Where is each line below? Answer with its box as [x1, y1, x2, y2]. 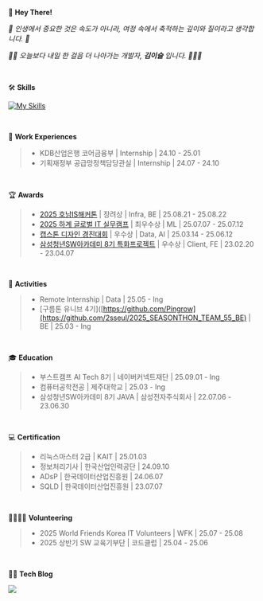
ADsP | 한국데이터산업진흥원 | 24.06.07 [39, 472, 164, 481]
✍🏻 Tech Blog [8, 569, 53, 579]
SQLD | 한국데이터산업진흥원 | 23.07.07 [39, 482, 163, 491]
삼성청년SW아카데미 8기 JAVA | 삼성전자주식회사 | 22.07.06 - [39, 392, 232, 401]
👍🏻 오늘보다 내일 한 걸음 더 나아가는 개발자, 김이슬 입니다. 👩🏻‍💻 [8, 51, 203, 60]
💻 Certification [8, 432, 61, 442]
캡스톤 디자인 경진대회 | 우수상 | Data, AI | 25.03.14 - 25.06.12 [39, 229, 233, 239]
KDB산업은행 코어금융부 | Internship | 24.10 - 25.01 [39, 148, 201, 158]
